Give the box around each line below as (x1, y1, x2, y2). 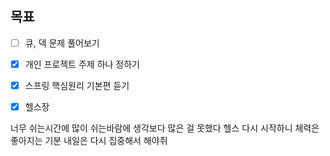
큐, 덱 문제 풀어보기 (24, 37, 100, 49)
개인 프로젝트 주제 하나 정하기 (24, 58, 140, 70)
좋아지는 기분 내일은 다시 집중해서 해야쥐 (10, 135, 168, 147)
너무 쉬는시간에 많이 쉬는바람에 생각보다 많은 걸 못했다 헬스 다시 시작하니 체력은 (10, 122, 320, 134)
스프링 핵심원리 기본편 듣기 (24, 79, 130, 91)
